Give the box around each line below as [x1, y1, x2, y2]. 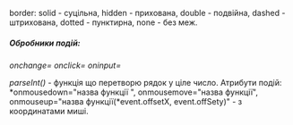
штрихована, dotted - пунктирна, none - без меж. [9, 17, 198, 28]
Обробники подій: [9, 37, 81, 48]
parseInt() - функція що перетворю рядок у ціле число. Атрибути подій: [9, 77, 282, 87]
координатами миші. [9, 105, 89, 116]
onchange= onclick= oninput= [9, 60, 122, 71]
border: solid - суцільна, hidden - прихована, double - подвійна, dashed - [9, 8, 286, 18]
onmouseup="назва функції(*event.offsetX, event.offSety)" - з [9, 96, 243, 106]
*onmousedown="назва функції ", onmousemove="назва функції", [9, 87, 258, 97]
